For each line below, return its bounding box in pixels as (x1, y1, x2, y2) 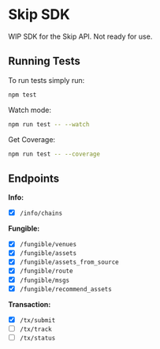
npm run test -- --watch (8, 120, 90, 128)
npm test (8, 91, 37, 99)
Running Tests (8, 54, 80, 68)
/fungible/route (19, 267, 73, 276)
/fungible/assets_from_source (19, 258, 120, 266)
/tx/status (19, 334, 56, 342)
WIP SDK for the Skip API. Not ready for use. (8, 32, 153, 41)
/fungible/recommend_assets (19, 285, 112, 293)
